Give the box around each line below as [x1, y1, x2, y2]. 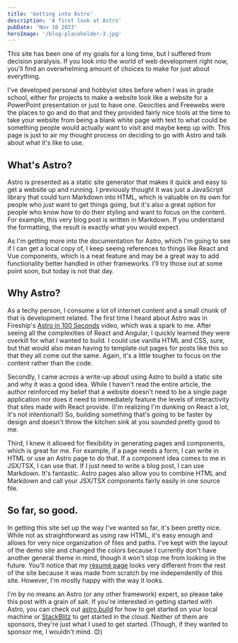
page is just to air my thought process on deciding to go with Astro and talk [7, 131, 227, 140]
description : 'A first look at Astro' [7, 17, 122, 24]
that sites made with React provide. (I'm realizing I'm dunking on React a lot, [7, 402, 229, 411]
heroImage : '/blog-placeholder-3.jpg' [7, 30, 122, 38]
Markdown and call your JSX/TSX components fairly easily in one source [7, 476, 221, 485]
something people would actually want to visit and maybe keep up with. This [7, 123, 230, 132]
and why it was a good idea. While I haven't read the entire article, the [7, 380, 211, 388]
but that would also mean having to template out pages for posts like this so [7, 343, 228, 352]
